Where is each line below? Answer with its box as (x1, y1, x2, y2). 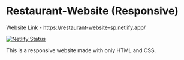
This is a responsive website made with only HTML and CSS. (6, 46, 156, 54)
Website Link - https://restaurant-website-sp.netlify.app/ (6, 24, 146, 31)
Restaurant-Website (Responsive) (6, 4, 179, 18)
